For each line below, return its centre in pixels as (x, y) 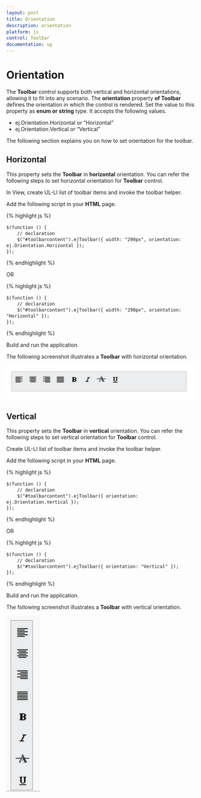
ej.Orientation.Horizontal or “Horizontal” (64, 122)
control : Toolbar (28, 38)
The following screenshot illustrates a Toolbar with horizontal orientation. (97, 356)
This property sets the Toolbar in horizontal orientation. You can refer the (98, 174)
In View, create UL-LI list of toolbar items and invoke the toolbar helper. (94, 192)
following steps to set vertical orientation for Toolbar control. (82, 437)
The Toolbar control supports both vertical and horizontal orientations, (94, 92)
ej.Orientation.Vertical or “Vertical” (57, 129)
